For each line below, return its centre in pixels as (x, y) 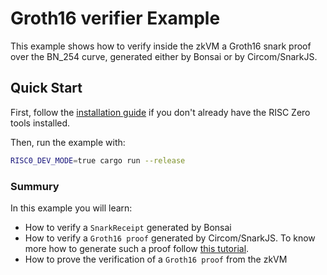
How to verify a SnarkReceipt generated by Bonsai (128, 227)
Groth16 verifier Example (115, 18)
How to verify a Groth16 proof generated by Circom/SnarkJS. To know (170, 238)
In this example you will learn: (71, 208)
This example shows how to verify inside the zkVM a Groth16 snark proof (161, 46)
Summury (35, 186)
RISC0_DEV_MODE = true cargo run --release (98, 160)
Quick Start (46, 88)
